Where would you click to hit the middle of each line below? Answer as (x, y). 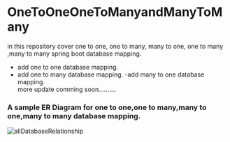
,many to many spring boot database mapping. (74, 54)
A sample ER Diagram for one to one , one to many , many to (107, 107)
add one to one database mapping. (68, 67)
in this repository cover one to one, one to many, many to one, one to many (115, 46)
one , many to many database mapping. (74, 116)
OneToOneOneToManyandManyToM (115, 12)
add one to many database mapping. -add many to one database (111, 74)
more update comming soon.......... (67, 89)
